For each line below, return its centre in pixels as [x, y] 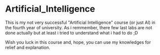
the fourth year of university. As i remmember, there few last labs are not [79, 27]
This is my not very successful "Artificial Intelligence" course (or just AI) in [80, 22]
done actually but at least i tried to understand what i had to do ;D [72, 33]
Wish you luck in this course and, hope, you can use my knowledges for [78, 42]
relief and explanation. [28, 47]
